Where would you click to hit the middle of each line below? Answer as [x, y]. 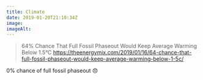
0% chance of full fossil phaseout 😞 [52, 71]
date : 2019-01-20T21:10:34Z [42, 18]
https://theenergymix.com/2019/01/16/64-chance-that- [122, 53]
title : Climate [26, 12]
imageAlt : [19, 29]
